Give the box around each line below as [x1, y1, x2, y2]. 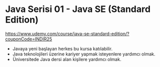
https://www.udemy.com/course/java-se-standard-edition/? [5, 30, 130, 36]
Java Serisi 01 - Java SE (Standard [5, 3, 151, 15]
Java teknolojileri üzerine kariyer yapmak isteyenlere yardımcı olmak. [12, 51, 155, 57]
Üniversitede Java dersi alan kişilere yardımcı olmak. [12, 56, 122, 62]
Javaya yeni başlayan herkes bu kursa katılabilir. [12, 45, 113, 51]
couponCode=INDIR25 [5, 36, 52, 42]
